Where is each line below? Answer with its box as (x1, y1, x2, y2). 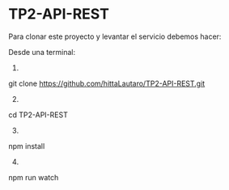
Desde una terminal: (8, 47, 75, 57)
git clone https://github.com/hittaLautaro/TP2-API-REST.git (8, 78, 206, 88)
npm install (8, 141, 45, 150)
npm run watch (8, 172, 59, 182)
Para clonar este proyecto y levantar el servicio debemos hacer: (8, 32, 222, 41)
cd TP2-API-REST (8, 110, 69, 120)
